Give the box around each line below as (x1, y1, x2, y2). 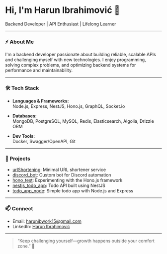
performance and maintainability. (5, 67, 73, 74)
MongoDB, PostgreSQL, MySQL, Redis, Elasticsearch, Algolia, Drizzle (12, 118, 154, 124)
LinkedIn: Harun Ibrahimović (12, 224, 71, 230)
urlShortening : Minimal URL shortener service (12, 167, 106, 172)
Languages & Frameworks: (12, 98, 69, 104)
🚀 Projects (5, 155, 31, 162)
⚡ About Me (5, 38, 34, 45)
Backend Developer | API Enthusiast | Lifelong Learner (5, 21, 116, 27)
